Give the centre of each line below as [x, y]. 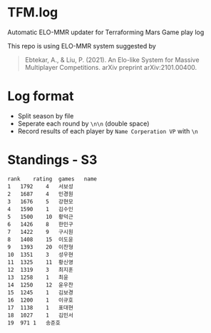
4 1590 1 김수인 [40, 209]
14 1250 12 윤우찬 [40, 285]
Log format [41, 96]
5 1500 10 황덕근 [40, 217]
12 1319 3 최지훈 [40, 270]
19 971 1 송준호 [34, 323]
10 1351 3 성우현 [40, 255]
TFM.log [33, 12]
